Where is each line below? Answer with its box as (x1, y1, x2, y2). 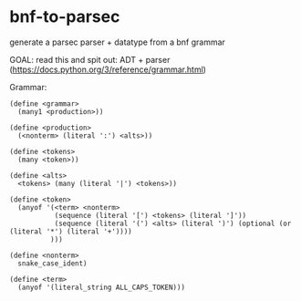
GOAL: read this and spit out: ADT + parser (9, 54, 171, 65)
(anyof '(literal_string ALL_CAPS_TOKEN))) (17, 283, 185, 292)
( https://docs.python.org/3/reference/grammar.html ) (9, 64, 207, 75)
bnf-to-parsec (9, 6, 120, 27)
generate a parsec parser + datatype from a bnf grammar (9, 36, 226, 47)
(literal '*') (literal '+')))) (9, 226, 132, 236)
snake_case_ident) (17, 258, 88, 268)
